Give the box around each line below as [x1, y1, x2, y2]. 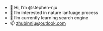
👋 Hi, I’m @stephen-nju [9, 5, 58, 10]
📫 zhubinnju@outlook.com [9, 20, 66, 26]
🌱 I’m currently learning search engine [9, 15, 89, 20]
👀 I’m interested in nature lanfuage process [9, 10, 99, 15]
